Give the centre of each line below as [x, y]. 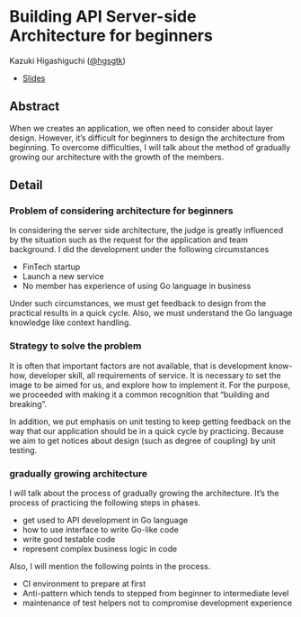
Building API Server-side [103, 17]
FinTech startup [51, 267]
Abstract [35, 107]
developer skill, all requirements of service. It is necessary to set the [155, 375]
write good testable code [69, 540]
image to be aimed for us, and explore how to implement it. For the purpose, [150, 385]
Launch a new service [63, 277]
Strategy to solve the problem [75, 346]
